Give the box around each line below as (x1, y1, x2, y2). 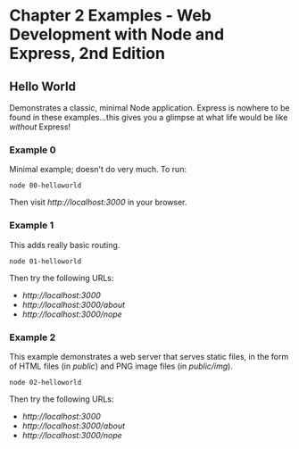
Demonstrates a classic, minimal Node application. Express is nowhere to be (9, 103, 290, 112)
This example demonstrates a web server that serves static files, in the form (9, 351, 289, 362)
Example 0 (9, 144, 56, 156)
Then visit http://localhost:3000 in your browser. (9, 197, 187, 208)
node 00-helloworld (9, 181, 82, 190)
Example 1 (9, 220, 54, 232)
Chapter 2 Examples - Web (9, 5, 212, 26)
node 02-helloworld (9, 378, 82, 387)
